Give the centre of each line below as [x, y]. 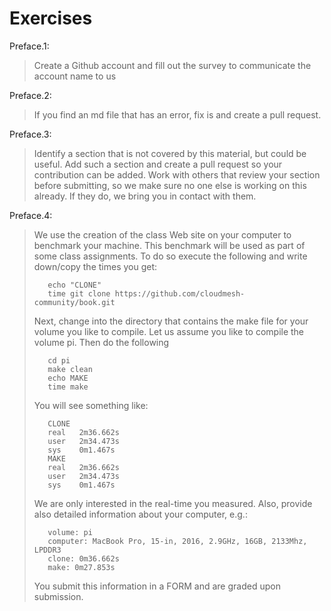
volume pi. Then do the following [101, 342]
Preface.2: [30, 95]
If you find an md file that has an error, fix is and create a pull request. [177, 114]
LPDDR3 [47, 550]
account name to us [75, 76]
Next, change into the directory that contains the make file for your [171, 321]
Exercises [51, 18]
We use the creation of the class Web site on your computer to [162, 234]
